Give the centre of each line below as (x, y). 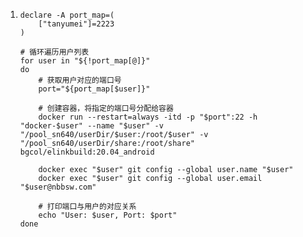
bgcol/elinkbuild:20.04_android (87, 152)
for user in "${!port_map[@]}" (85, 61)
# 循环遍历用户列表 (54, 52)
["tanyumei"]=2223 (76, 24)
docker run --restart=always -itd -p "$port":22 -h (148, 117)
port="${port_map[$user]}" (94, 89)
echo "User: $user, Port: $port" (108, 215)
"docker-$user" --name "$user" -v (91, 126)
